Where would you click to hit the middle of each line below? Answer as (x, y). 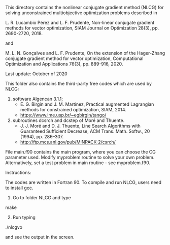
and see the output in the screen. (40, 237)
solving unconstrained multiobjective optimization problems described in (81, 13)
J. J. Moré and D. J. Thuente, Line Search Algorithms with (80, 126)
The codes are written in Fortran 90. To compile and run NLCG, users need (83, 182)
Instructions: (18, 173)
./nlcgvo (14, 227)
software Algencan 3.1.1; (38, 99)
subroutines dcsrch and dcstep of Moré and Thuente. (69, 120)
